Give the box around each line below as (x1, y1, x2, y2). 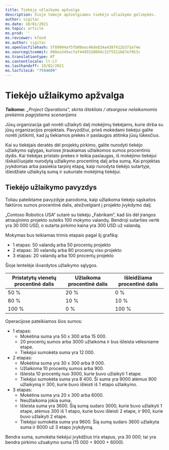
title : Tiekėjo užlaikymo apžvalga (5, 7, 80, 13)
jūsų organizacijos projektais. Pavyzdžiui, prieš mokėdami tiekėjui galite (5, 127, 153, 133)
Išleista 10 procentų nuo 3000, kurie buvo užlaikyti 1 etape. (20, 371, 142, 377)
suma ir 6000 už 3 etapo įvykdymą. (20, 424, 94, 430)
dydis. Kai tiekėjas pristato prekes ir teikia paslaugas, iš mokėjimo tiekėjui (5, 152, 157, 158)
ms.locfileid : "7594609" (5, 68, 57, 73)
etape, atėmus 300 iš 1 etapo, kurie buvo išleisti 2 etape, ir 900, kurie (20, 408, 163, 414)
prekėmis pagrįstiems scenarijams (5, 112, 77, 118)
